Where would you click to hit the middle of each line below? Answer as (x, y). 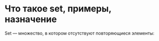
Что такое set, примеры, (58, 9)
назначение (31, 19)
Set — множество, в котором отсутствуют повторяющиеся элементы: (79, 33)
